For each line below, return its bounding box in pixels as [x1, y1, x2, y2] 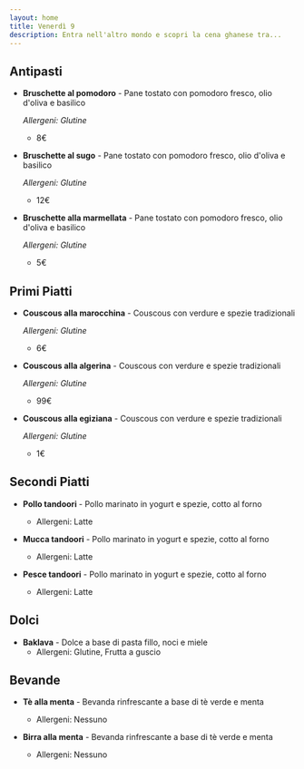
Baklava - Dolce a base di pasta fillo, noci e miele [22, 637, 209, 647]
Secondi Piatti [9, 474, 90, 490]
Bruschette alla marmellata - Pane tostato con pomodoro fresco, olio [22, 212, 283, 223]
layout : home [9, 13, 59, 23]
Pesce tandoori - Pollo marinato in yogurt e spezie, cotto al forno [22, 569, 267, 579]
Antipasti [9, 63, 63, 79]
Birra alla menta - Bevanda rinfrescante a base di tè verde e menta [22, 732, 274, 743]
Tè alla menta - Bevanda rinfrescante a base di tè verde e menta [22, 696, 265, 707]
